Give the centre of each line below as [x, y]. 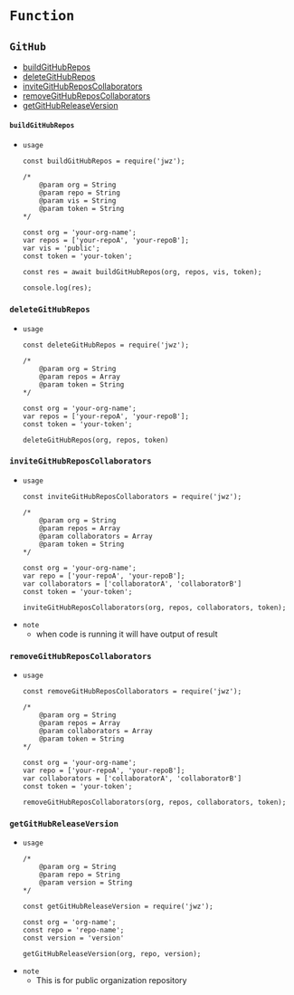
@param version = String [86, 883]
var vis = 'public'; [61, 249]
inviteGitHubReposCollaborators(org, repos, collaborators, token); [154, 608]
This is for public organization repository [111, 981]
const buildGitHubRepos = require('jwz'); [104, 161]
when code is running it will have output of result [127, 634]
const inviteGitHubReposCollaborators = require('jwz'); [132, 496]
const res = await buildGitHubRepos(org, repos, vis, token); [142, 273]
